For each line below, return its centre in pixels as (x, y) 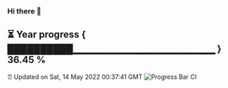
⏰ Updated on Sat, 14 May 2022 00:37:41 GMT (75, 77)
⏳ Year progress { (47, 35)
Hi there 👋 (25, 11)
